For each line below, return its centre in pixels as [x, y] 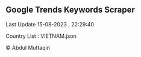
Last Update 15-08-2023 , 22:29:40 [50, 24]
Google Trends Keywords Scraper [70, 10]
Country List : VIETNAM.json [41, 36]
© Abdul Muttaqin [28, 47]
